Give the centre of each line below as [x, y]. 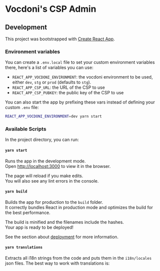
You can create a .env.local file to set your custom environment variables [80, 62]
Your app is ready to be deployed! [39, 227]
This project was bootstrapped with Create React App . [60, 39]
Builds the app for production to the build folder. [54, 202]
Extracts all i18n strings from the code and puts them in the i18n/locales [79, 258]
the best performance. [28, 213]
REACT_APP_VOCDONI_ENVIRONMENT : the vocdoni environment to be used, [82, 77]
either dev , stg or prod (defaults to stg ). [52, 82]
